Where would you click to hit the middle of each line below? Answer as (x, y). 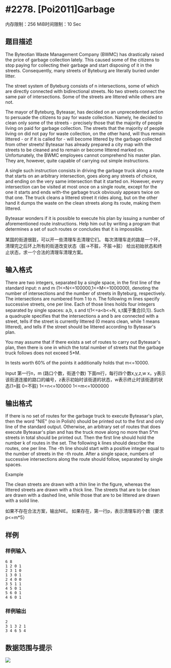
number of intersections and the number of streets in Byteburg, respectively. (85, 293)
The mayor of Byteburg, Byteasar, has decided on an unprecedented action (84, 112)
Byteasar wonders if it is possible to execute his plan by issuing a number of (85, 218)
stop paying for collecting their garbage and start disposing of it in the (79, 65)
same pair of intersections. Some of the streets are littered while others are (84, 96)
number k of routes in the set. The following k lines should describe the (80, 443)
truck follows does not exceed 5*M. (43, 353)
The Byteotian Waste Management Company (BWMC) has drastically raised (85, 54)
